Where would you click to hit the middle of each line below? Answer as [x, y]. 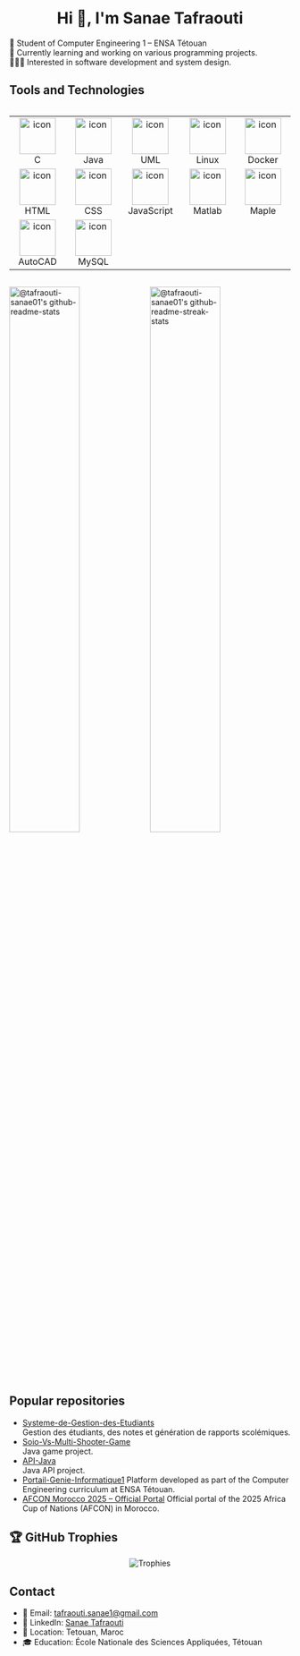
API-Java [39, 1460]
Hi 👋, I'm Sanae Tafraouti [150, 18]
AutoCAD [37, 261]
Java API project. [54, 1470]
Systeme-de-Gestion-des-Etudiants [88, 1422]
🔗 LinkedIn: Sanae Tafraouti [73, 1623]
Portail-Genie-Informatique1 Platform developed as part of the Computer [155, 1480]
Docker [263, 159]
